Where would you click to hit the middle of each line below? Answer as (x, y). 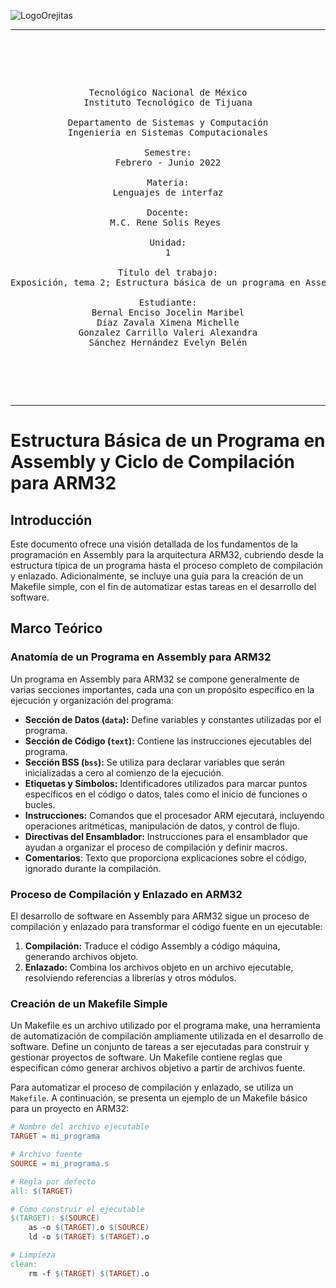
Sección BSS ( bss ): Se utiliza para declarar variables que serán (155, 762)
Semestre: (168, 152)
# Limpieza (33, 1255)
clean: (24, 1264)
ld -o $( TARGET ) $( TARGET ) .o (89, 1237)
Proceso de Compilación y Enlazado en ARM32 (126, 894)
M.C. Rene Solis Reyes (165, 222)
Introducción (51, 520)
